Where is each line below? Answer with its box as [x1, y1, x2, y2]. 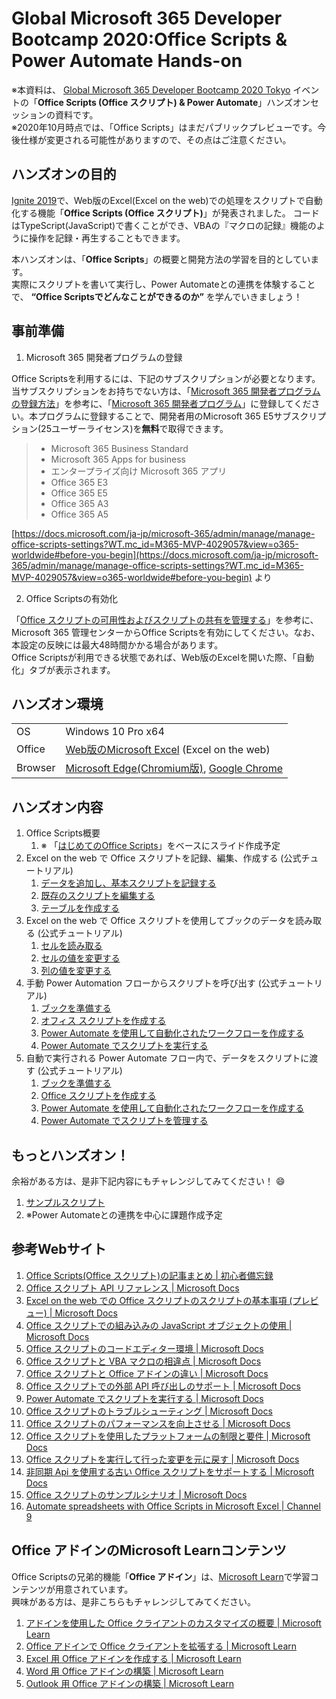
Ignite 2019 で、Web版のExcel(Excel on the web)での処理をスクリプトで [11, 194, 306, 206]
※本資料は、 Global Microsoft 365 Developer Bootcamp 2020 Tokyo [11, 83, 291, 96]
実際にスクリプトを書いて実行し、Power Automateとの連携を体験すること [11, 278, 316, 290]
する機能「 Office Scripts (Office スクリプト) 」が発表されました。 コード [19, 207, 320, 219]
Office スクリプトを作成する [40, 1090, 157, 1102]
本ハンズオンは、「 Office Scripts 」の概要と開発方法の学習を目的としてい [11, 253, 311, 265]
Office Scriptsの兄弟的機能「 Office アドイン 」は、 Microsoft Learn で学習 [11, 1570, 311, 1582]
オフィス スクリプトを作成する [40, 1015, 167, 1027]
